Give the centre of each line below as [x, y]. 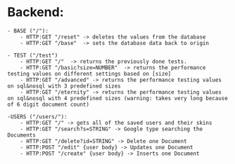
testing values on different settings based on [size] [89, 74]
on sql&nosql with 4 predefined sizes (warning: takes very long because [118, 98]
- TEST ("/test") [33, 55]
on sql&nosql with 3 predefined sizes [64, 86]
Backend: [36, 12]
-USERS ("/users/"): [38, 116]
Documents [22, 135]
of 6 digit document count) [49, 104]
